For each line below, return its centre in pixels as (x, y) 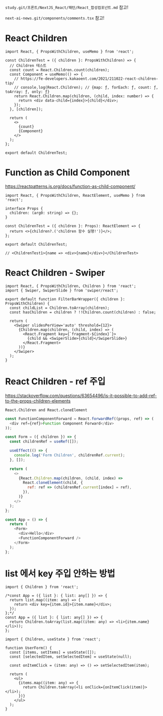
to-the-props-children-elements (38, 401)
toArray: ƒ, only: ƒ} (27, 92)
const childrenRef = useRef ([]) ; (44, 442)
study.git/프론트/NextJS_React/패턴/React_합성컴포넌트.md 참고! (67, 7)
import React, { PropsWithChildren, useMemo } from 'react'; (70, 51)
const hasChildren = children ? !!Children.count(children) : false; (83, 312)
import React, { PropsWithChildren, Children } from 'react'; (71, 286)
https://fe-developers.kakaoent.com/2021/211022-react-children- (89, 79)
